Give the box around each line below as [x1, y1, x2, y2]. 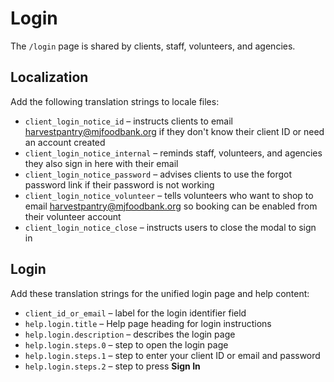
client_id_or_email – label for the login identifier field [24, 307, 247, 319]
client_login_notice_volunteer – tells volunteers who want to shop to [24, 189, 314, 201]
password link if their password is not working [24, 178, 215, 191]
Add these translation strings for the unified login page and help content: [10, 287, 310, 299]
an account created [24, 136, 106, 148]
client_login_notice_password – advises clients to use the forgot [24, 168, 293, 180]
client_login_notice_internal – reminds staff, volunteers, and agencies [24, 147, 323, 159]
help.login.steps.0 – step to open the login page [24, 338, 229, 351]
